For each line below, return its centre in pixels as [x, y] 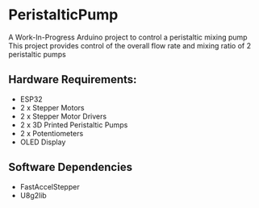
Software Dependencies [71, 167]
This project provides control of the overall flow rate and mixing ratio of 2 [130, 45]
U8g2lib [33, 195]
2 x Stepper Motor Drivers [63, 116]
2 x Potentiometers [52, 133]
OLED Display [43, 142]
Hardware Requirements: [73, 79]
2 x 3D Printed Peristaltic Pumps [74, 125]
